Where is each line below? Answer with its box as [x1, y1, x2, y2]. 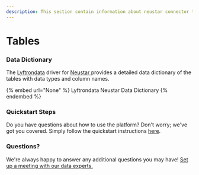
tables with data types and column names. [6, 75, 110, 82]
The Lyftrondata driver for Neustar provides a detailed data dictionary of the [6, 69, 191, 76]
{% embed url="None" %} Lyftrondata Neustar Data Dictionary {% [6, 87, 168, 94]
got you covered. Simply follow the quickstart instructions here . [6, 128, 161, 135]
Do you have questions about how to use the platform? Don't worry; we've [6, 121, 188, 128]
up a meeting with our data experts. [6, 162, 93, 169]
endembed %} [6, 93, 41, 100]
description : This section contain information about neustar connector [6, 8, 190, 15]
